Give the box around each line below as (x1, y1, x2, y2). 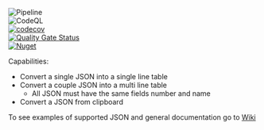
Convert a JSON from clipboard (19, 97, 123, 106)
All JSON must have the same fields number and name (31, 89, 211, 98)
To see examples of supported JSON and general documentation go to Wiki (8, 113, 256, 122)
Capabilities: (8, 56, 49, 66)
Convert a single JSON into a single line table (19, 72, 169, 81)
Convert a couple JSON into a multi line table (19, 80, 168, 90)
